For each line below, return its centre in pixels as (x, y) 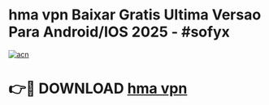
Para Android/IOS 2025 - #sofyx (119, 32)
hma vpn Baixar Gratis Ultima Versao (135, 15)
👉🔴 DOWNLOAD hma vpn (98, 88)
